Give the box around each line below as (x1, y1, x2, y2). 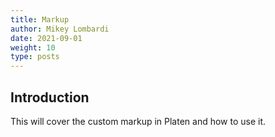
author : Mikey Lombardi (10, 24, 110, 34)
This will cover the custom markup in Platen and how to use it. (10, 115, 267, 127)
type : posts (10, 52, 60, 62)
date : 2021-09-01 (10, 33, 83, 43)
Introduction (10, 89, 90, 106)
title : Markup (10, 14, 70, 25)
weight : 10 (10, 42, 56, 53)
